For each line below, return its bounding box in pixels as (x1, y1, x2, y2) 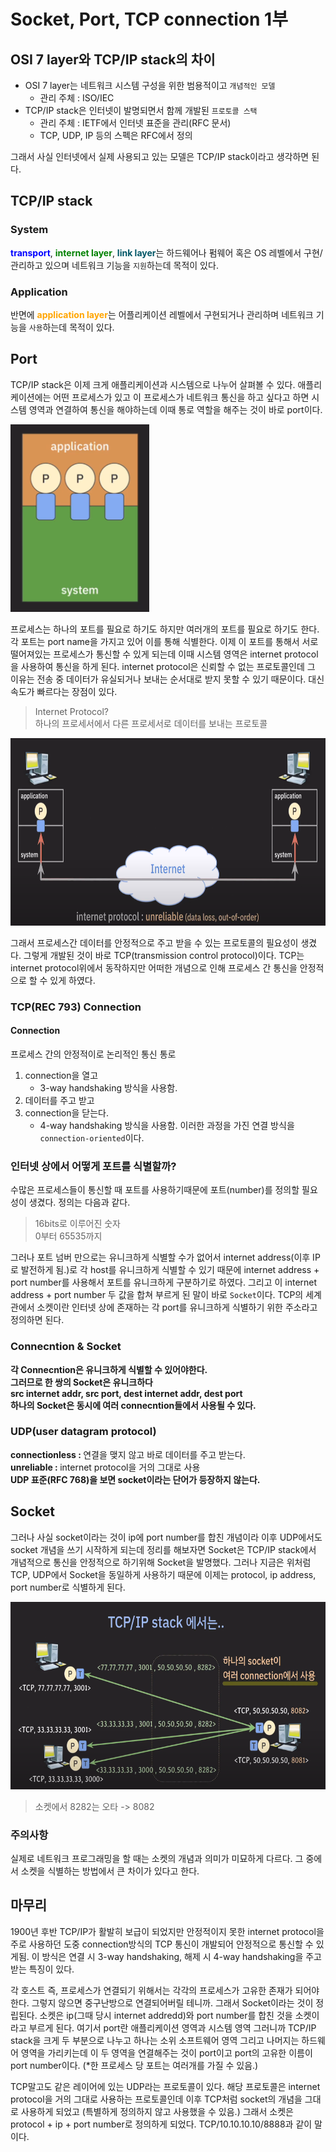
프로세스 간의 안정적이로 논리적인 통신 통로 (10, 1048, 177, 1060)
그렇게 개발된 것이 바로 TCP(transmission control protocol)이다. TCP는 (23, 949, 305, 961)
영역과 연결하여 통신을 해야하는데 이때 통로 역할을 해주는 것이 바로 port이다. (28, 403, 323, 415)
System (10, 223, 49, 237)
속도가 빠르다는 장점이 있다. (10, 685, 118, 697)
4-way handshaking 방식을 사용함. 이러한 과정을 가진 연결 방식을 (39, 1119, 295, 1131)
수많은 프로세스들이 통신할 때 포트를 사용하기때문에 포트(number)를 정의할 (10, 1184, 300, 1196)
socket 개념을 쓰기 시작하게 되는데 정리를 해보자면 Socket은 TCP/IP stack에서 (10, 1543, 317, 1555)
